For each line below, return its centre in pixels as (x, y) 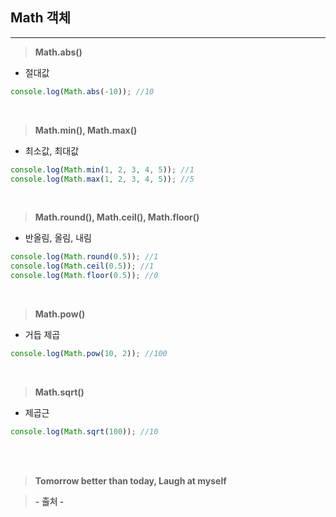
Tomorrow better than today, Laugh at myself (130, 480)
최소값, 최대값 (52, 150)
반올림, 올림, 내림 (58, 238)
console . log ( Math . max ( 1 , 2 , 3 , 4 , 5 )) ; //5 (102, 179)
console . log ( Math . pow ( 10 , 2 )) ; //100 (89, 354)
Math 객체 (41, 18)
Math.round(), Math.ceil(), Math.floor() (117, 217)
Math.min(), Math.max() (86, 130)
